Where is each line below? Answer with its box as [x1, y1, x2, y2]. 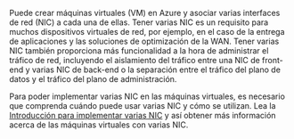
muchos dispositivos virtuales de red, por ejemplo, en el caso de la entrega [9, 27, 285, 37]
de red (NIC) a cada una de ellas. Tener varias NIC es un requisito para [9, 17, 269, 28]
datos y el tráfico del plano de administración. [9, 74, 177, 84]
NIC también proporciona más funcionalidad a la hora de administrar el [9, 45, 269, 56]
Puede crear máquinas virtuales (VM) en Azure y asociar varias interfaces [9, 8, 281, 18]
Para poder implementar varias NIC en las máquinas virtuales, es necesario [9, 91, 285, 102]
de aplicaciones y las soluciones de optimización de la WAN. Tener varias [9, 36, 280, 46]
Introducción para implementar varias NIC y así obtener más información [9, 110, 276, 120]
